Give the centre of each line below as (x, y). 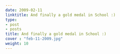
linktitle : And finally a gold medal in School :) (61, 15)
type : (11, 20)
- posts (14, 29)
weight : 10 (17, 44)
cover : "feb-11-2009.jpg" (34, 39)
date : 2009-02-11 (24, 10)
